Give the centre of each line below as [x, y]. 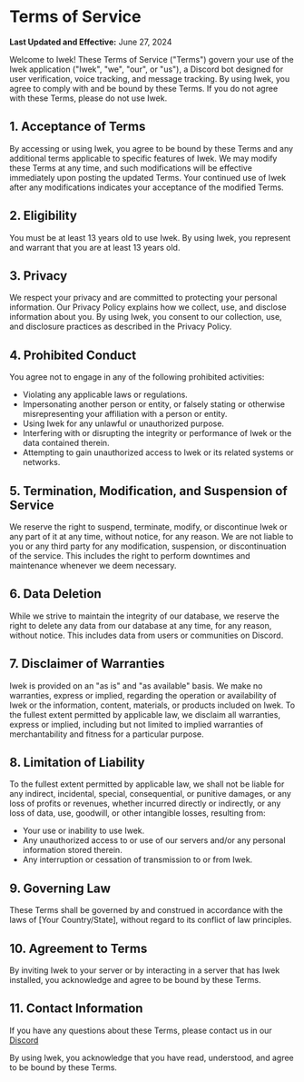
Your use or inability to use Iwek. [83, 831]
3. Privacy [39, 276]
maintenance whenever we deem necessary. [93, 566]
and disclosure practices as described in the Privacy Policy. [121, 327]
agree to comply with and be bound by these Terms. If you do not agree [144, 88]
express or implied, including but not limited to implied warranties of [137, 724]
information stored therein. [72, 850]
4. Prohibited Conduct [73, 355]
